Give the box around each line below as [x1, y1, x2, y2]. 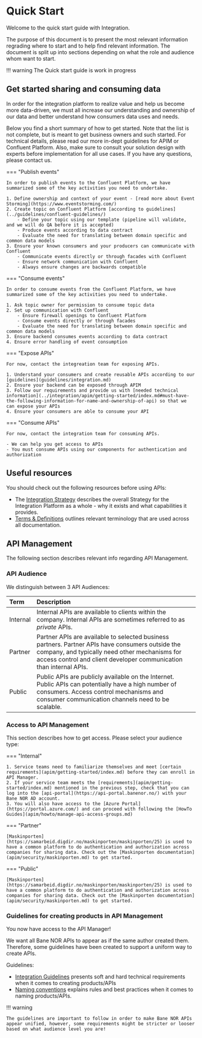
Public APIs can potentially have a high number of [36, 680, 177, 688]
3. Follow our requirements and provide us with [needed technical [6, 387, 179, 394]
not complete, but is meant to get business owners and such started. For [6, 131, 186, 138]
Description [36, 598, 71, 606]
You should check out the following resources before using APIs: [6, 484, 167, 491]
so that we [159, 398, 187, 404]
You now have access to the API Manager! [6, 925, 111, 933]
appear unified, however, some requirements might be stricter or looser [6, 1021, 195, 1027]
